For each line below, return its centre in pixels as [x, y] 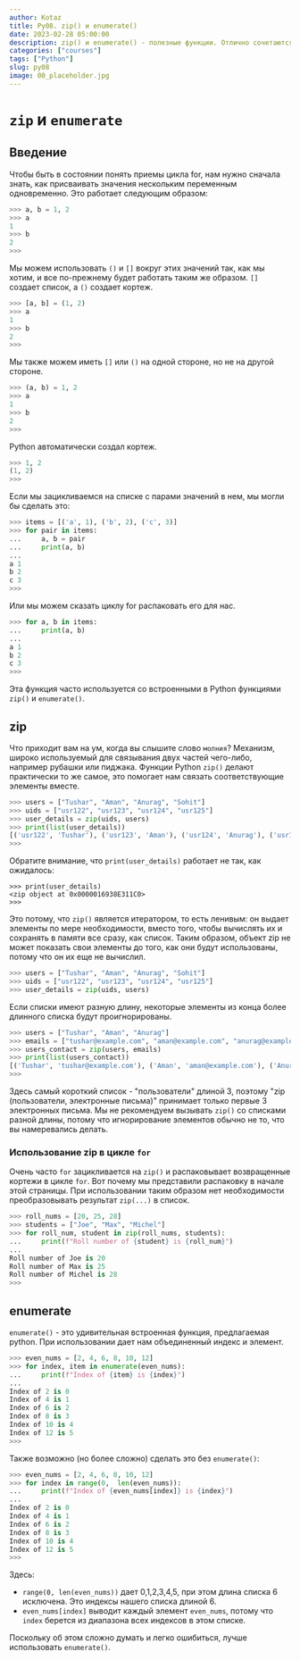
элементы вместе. [45, 786]
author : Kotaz [36, 17]
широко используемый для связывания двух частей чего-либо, [131, 757]
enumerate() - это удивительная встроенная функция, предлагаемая [139, 1332]
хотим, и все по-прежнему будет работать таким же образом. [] [134, 277]
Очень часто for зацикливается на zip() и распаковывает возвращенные [150, 1172]
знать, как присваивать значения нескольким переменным [123, 183]
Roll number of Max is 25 [57, 1266]
